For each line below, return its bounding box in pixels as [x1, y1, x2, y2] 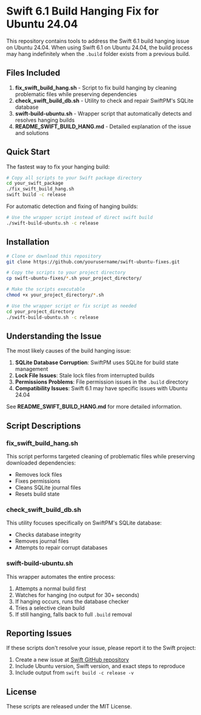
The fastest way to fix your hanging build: [6, 163, 110, 170]
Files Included [6, 68, 61, 78]
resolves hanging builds [15, 116, 75, 123]
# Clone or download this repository [6, 253, 102, 259]
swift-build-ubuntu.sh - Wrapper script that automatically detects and [15, 109, 192, 117]
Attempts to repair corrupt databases [15, 544, 108, 551]
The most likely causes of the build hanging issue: [6, 347, 131, 354]
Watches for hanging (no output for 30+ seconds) [15, 591, 140, 598]
